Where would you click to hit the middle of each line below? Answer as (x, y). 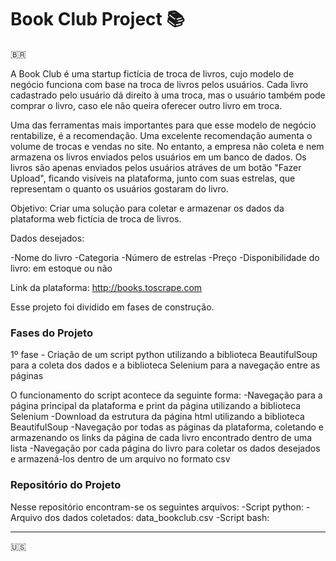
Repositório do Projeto (66, 485)
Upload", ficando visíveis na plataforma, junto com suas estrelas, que (153, 178)
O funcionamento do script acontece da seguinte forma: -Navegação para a (166, 395)
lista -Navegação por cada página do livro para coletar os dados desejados (165, 448)
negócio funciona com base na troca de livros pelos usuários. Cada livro (159, 84)
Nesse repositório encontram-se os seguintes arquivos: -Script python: (157, 507)
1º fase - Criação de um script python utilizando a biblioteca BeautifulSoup (164, 355)
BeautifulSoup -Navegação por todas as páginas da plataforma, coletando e (167, 427)
